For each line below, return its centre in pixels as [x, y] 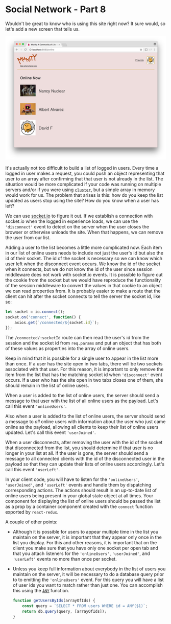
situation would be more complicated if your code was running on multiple [83, 184]
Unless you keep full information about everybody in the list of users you [89, 569]
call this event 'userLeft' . [33, 470]
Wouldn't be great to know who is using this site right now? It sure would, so [86, 24]
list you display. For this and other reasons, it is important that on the [85, 543]
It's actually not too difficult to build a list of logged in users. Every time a [82, 168]
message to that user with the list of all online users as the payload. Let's [82, 401]
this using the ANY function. [41, 591]
